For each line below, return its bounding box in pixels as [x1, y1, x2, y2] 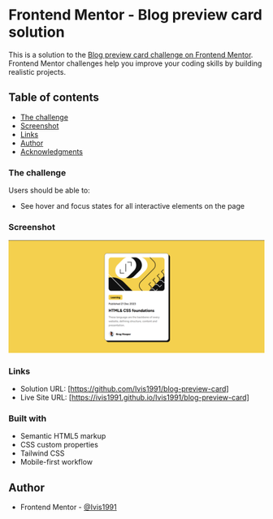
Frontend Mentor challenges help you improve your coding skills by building [8, 58, 262, 68]
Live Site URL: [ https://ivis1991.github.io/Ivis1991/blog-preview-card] [19, 392, 249, 403]
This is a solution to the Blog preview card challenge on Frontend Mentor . [8, 50, 253, 59]
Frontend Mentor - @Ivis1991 [19, 502, 117, 513]
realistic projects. [8, 67, 67, 76]
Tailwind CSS [19, 448, 65, 458]
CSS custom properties [19, 440, 99, 450]
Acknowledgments [19, 146, 84, 156]
